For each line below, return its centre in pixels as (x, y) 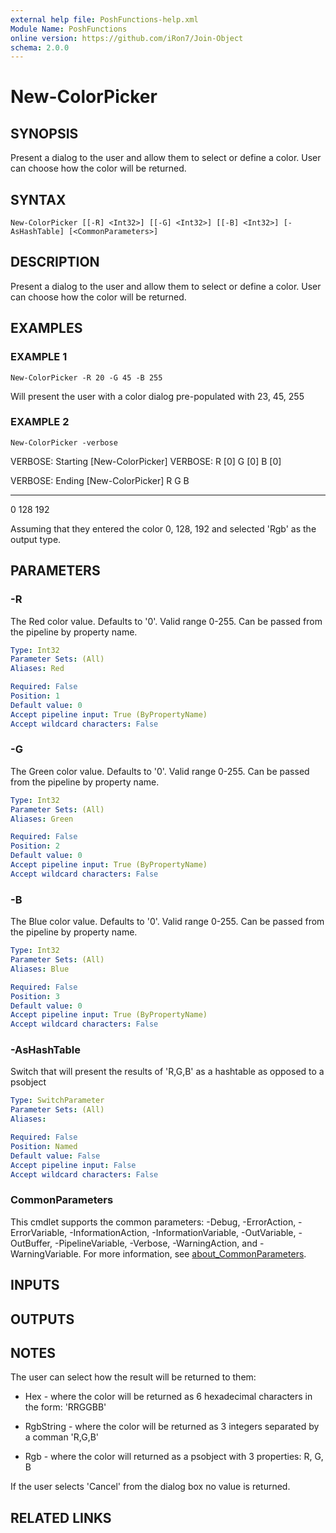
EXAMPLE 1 (39, 357)
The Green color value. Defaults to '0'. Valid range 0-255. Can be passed (160, 771)
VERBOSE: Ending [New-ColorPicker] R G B (100, 480)
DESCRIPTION (55, 262)
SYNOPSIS (44, 133)
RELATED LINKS (61, 1517)
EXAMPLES (46, 328)
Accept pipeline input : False (73, 1165)
